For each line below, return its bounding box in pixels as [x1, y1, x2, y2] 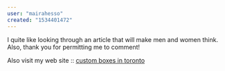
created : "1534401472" [7, 17, 73, 23]
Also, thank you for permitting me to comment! [7, 43, 141, 51]
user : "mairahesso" [7, 10, 64, 17]
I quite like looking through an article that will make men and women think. [7, 35, 219, 43]
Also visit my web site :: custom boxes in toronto [7, 56, 145, 64]
